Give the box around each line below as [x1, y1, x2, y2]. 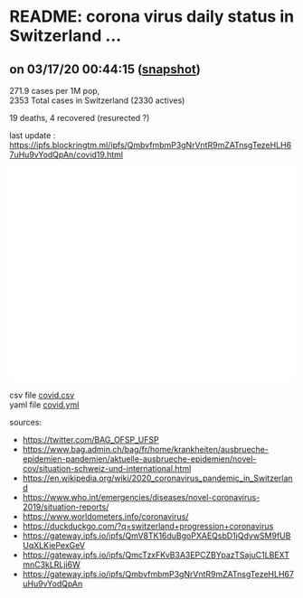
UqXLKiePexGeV [22, 540, 86, 550]
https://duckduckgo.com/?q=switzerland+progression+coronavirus [22, 521, 274, 531]
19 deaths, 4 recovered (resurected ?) [9, 113, 150, 123]
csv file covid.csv [9, 390, 75, 400]
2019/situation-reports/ [22, 501, 109, 512]
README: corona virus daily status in [9, 6, 295, 27]
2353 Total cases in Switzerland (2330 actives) [9, 95, 185, 106]
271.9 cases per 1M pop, [9, 86, 100, 96]
